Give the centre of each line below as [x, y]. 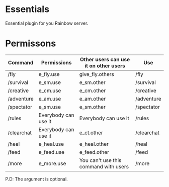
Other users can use [105, 59]
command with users [104, 166]
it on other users [105, 65]
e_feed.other [94, 152]
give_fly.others [97, 74]
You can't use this [100, 160]
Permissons [31, 43]
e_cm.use [50, 90]
